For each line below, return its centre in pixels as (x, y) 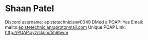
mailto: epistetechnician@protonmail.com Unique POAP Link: (65, 27)
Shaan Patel (30, 9)
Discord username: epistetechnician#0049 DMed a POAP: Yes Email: (74, 22)
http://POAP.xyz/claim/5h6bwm (37, 32)
